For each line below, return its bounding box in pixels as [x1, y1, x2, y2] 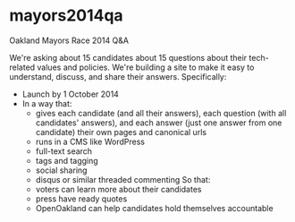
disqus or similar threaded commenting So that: [35, 174, 211, 184]
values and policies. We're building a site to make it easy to [37, 62, 255, 73]
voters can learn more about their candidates [35, 184, 202, 194]
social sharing [35, 165, 88, 175]
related [9, 62, 36, 73]
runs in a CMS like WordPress [35, 136, 146, 147]
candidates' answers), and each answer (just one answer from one [35, 117, 282, 128]
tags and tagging [35, 155, 98, 166]
